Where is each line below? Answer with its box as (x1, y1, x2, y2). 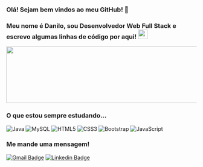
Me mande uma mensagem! (6, 140, 89, 148)
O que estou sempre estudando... (6, 112, 107, 120)
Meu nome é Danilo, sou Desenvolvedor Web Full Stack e (6, 21, 176, 30)
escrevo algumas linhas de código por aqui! (6, 33, 137, 41)
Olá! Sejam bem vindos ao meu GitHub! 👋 (6, 5, 129, 14)
